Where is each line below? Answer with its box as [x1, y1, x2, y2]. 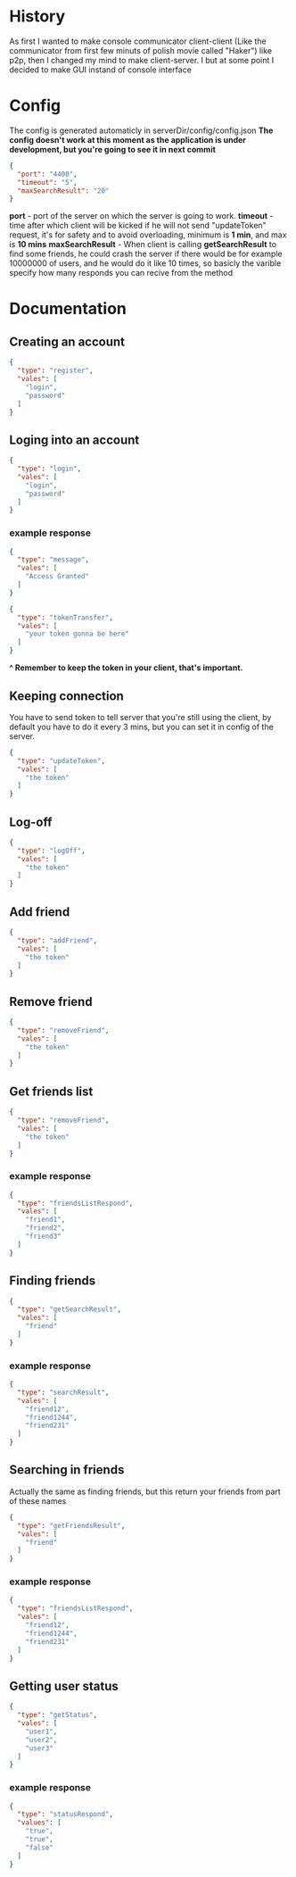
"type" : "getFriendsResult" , [17, 1521, 126, 1530]
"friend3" [25, 1232, 62, 1242]
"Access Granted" [25, 572, 90, 581]
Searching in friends [9, 1462, 125, 1478]
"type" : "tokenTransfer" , [17, 613, 114, 622]
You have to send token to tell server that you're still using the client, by [9, 711, 272, 722]
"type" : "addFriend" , [17, 935, 98, 945]
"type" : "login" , [17, 464, 82, 474]
